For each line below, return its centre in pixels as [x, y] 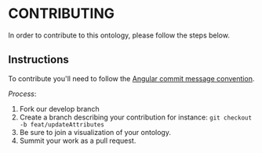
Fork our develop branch [59, 109]
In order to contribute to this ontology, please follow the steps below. [119, 35]
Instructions [38, 60]
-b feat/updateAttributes [62, 125]
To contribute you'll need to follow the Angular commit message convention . [131, 78]
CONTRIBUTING [62, 14]
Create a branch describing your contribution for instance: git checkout [136, 117]
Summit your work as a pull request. [78, 141]
